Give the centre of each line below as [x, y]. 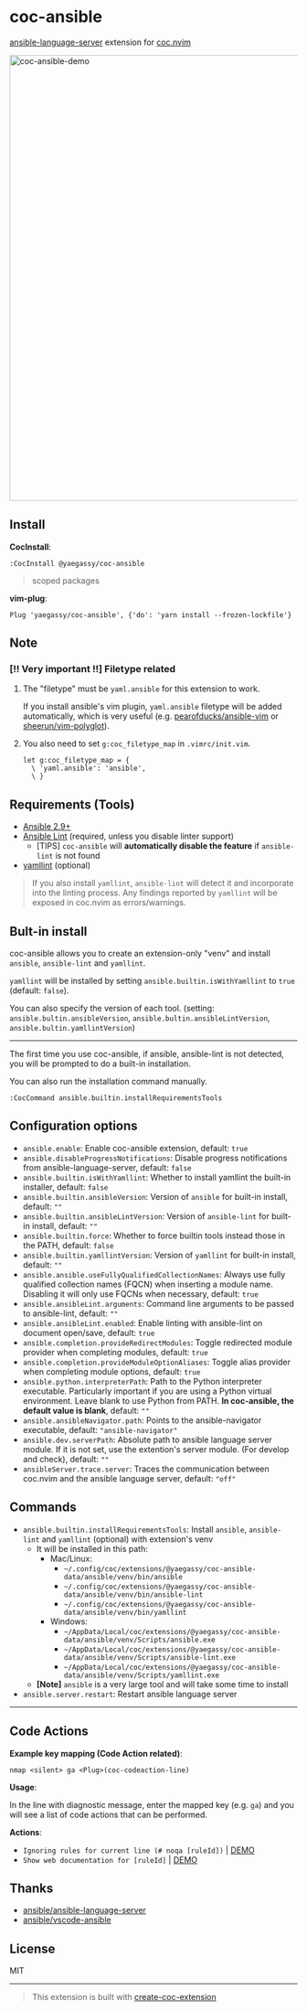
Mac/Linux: [71, 1558]
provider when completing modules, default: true [115, 1352]
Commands [43, 1508]
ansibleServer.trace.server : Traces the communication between [146, 1469]
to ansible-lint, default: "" [70, 1313]
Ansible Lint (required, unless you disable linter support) [128, 836]
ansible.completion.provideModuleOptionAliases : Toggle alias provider [156, 1362]
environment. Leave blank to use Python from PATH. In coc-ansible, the [158, 1400]
